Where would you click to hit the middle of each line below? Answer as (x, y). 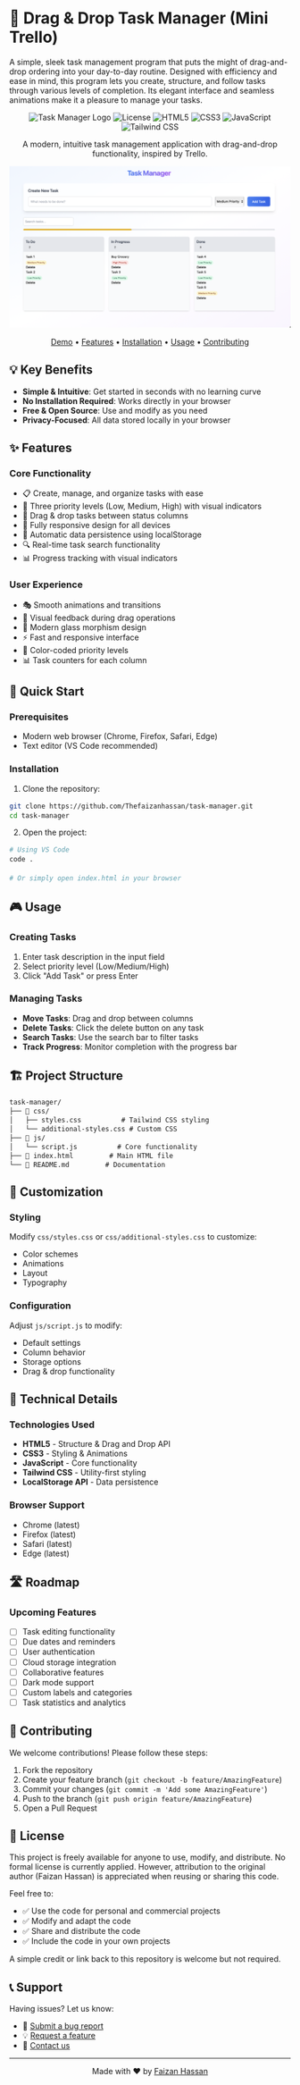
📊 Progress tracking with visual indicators (100, 559)
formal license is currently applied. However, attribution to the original (137, 1867)
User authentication (58, 1652)
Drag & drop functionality (68, 1371)
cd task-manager (39, 816)
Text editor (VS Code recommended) (90, 746)
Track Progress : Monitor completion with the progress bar (129, 1047)
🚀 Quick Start (47, 692)
